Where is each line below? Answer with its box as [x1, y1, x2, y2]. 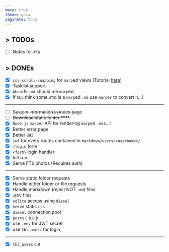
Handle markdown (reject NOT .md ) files [12, 186, 96, 193]
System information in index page [12, 109, 82, 115]
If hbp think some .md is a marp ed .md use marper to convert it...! [12, 94, 143, 100]
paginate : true [5, 17, 37, 22]
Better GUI [12, 132, 34, 138]
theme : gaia [5, 12, 30, 17]
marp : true [5, 7, 28, 13]
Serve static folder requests [12, 175, 70, 181]
